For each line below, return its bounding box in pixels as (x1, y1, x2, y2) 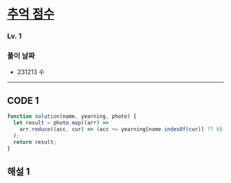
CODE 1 (7, 94, 39, 107)
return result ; (13, 138, 57, 145)
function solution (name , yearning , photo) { (7, 113, 137, 120)
